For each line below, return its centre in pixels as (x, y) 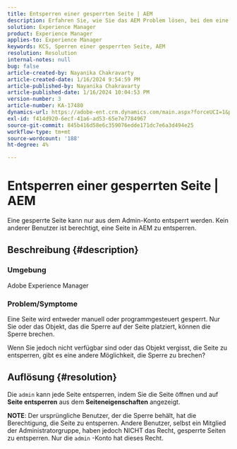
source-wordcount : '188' (44, 138)
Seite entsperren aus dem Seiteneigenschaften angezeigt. (94, 402)
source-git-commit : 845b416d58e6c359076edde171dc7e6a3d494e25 (101, 125)
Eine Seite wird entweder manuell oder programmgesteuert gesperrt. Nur (114, 319)
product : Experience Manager (50, 33)
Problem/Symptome (43, 304)
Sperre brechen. (31, 334)
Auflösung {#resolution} (62, 377)
